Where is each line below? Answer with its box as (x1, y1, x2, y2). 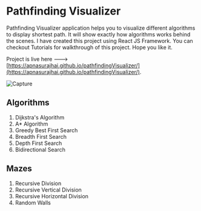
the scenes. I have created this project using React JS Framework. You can (6, 37, 194, 44)
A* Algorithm (15, 120, 48, 127)
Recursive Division (15, 179, 62, 187)
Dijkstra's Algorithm (15, 113, 65, 121)
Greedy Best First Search (15, 126, 78, 134)
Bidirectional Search (15, 146, 65, 153)
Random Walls (15, 199, 51, 206)
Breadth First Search (15, 133, 67, 140)
